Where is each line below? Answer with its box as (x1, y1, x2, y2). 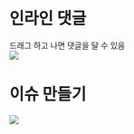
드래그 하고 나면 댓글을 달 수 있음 (9, 40, 125, 51)
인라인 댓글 (9, 8, 87, 29)
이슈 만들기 (9, 84, 87, 105)
